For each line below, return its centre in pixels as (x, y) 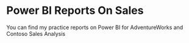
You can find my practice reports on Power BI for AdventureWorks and (95, 27)
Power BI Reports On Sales (75, 11)
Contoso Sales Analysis (36, 33)
